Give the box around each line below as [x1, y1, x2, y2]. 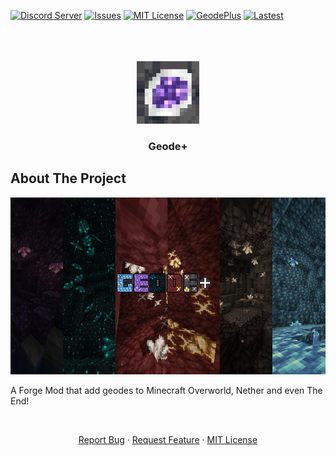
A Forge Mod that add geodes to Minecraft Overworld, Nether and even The [10, 385, 323, 396]
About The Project [10, 170, 127, 187]
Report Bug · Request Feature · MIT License [78, 434, 258, 445]
